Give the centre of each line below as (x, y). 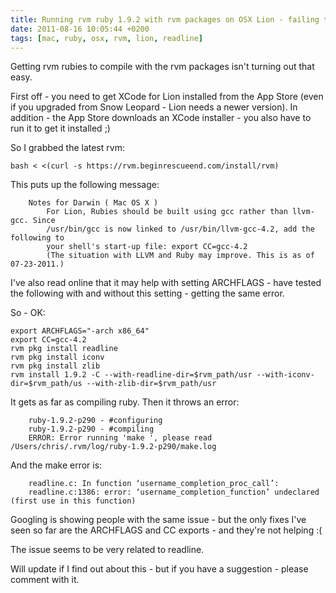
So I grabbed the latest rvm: (67, 148)
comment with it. (45, 580)
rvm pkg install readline (64, 349)
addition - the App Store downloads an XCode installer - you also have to (161, 118)
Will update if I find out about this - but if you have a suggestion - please (159, 569)
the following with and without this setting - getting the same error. (147, 293)
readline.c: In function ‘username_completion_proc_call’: (154, 484)
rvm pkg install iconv (57, 357)
